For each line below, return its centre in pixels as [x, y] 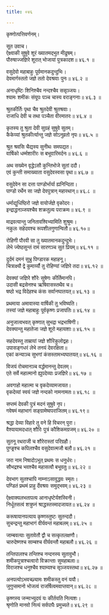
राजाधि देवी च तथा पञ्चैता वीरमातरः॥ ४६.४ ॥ [49, 116]
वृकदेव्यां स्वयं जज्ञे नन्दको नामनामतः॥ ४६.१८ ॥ [51, 392]
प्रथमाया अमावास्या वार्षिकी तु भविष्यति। [42, 303]
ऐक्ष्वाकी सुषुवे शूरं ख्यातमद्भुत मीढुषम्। [41, 53]
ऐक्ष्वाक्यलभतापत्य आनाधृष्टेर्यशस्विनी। [41, 497]
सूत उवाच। [17, 46]
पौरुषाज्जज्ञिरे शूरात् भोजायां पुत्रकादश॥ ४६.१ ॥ [50, 59]
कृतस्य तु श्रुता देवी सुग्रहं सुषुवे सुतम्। [40, 128]
